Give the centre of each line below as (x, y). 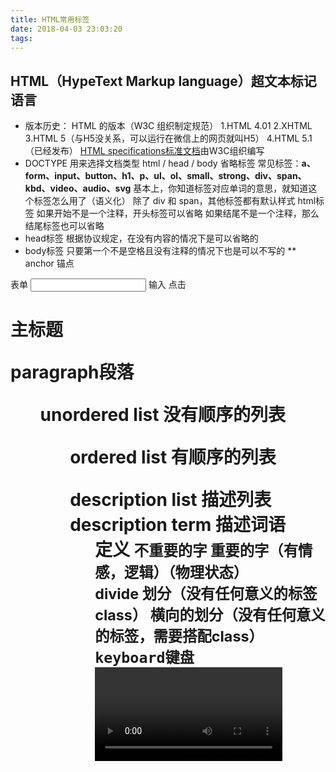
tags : (21, 38)
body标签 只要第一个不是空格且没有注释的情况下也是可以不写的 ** (160, 251)
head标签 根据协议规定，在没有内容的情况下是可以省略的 (141, 238)
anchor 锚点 (49, 263)
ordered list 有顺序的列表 (173, 457)
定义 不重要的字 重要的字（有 (196, 550)
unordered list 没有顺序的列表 (163, 415)
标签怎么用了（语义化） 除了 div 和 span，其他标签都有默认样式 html (175, 201)
